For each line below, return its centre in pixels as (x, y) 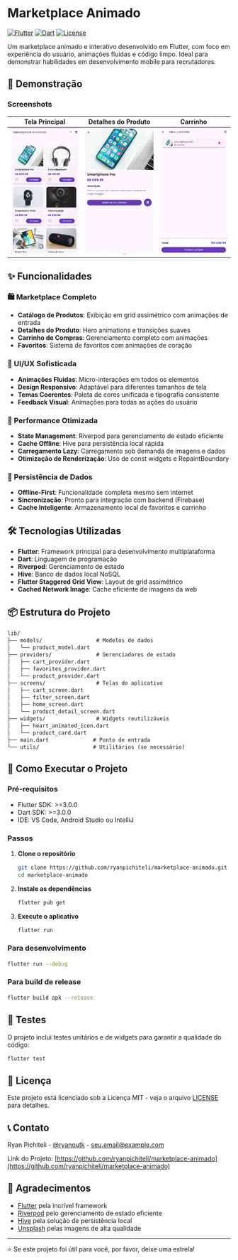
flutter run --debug (38, 964)
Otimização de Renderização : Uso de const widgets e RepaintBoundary (123, 458)
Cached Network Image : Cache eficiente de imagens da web (107, 589)
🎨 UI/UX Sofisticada (42, 364)
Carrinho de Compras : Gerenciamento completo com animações (112, 338)
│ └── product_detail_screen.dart (61, 711)
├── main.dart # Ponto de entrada (79, 740)
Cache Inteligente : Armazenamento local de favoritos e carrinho (112, 508)
